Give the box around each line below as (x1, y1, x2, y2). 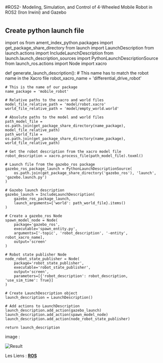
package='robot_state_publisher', (14, 260, 84, 265)
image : (5, 334, 21, 339)
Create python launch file (5, 26, 84, 35)
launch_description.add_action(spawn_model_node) (5, 312, 109, 317)
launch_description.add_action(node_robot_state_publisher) (5, 316, 131, 321)
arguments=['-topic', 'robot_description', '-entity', (14, 231, 128, 235)
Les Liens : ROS (5, 353, 37, 359)
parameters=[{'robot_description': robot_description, (14, 273, 128, 279)
